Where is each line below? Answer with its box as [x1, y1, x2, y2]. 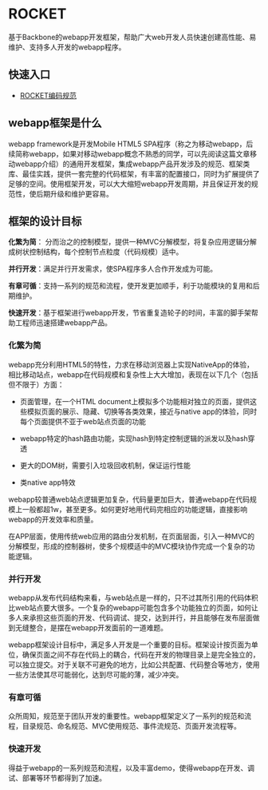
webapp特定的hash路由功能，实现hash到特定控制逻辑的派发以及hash [19, 433, 249, 443]
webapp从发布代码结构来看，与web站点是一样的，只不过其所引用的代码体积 [8, 593, 259, 602]
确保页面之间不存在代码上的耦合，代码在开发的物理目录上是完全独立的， [22, 649, 260, 659]
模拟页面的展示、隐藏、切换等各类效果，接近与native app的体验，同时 [26, 407, 258, 416]
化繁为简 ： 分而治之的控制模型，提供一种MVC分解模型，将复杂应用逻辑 [8, 237, 243, 247]
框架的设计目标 [8, 214, 82, 228]
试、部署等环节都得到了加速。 [8, 772, 106, 783]
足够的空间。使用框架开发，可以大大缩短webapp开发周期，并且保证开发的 [8, 179, 252, 189]
